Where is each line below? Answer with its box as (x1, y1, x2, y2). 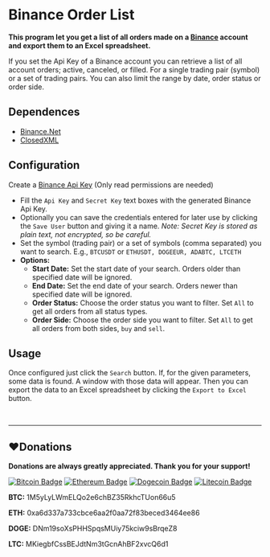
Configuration (8, 158, 80, 172)
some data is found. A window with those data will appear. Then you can (8, 376, 249, 387)
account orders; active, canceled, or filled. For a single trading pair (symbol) (8, 64, 260, 74)
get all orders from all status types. (31, 306, 148, 316)
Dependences (8, 105, 80, 119)
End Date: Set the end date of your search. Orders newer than (31, 281, 239, 290)
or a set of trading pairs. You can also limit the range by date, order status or (8, 73, 261, 83)
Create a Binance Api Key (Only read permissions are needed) (8, 179, 215, 190)
